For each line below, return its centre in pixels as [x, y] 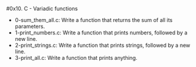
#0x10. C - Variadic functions [42, 9]
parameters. [30, 26]
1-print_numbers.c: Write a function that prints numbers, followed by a [101, 33]
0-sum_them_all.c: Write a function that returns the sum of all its [94, 20]
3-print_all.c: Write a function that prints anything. [76, 58]
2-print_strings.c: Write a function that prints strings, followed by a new [102, 45]
